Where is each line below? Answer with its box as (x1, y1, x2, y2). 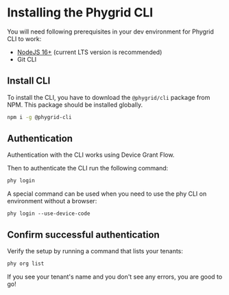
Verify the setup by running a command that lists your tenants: (7, 247, 184, 255)
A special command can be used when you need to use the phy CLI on (7, 190, 207, 198)
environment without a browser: (7, 197, 97, 205)
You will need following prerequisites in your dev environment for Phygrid (7, 27, 215, 36)
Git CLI (16, 55, 37, 63)
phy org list (7, 260, 45, 268)
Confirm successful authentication (7, 229, 160, 240)
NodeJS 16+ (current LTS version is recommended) (16, 48, 162, 56)
